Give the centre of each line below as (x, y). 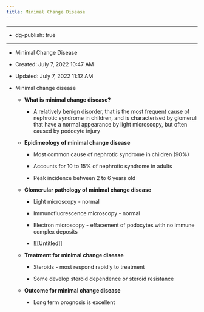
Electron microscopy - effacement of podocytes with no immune (114, 225)
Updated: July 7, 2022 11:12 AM (54, 76)
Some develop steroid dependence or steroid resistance (104, 279)
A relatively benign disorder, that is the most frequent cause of (111, 111)
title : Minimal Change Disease (46, 12)
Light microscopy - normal (66, 201)
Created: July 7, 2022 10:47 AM (54, 64)
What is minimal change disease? (67, 99)
